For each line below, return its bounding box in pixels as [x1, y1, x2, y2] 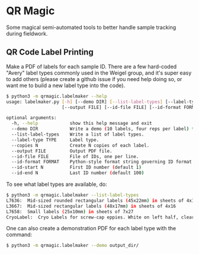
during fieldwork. [6, 30, 48, 37]
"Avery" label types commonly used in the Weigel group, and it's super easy [6, 69, 192, 76]
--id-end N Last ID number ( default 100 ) [11, 170, 145, 176]
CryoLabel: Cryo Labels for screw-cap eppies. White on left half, [6, 214, 179, 220]
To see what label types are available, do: [6, 181, 108, 188]
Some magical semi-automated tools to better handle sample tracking [6, 24, 176, 31]
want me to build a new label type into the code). [6, 82, 126, 89]
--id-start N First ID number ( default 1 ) [11, 165, 142, 171]
